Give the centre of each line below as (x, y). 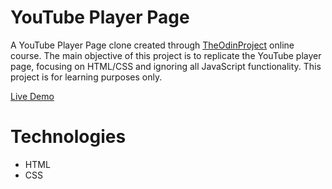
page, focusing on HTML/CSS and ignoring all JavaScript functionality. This (166, 66)
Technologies (68, 137)
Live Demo (32, 96)
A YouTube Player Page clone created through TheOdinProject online (152, 45)
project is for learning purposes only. (86, 77)
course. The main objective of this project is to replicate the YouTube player (166, 55)
